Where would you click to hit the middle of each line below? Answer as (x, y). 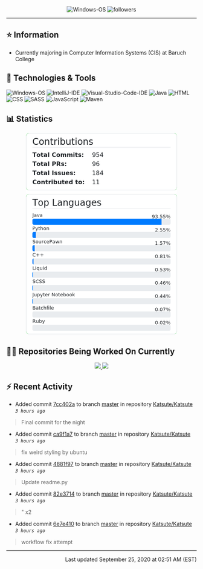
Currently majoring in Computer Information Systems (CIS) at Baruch (100, 52)
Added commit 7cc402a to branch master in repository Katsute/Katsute (104, 404)
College (25, 59)
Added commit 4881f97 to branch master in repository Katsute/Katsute (103, 464)
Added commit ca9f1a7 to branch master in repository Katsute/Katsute (103, 434)
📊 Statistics (30, 119)
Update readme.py (44, 482)
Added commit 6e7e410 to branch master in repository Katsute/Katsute (103, 524)
